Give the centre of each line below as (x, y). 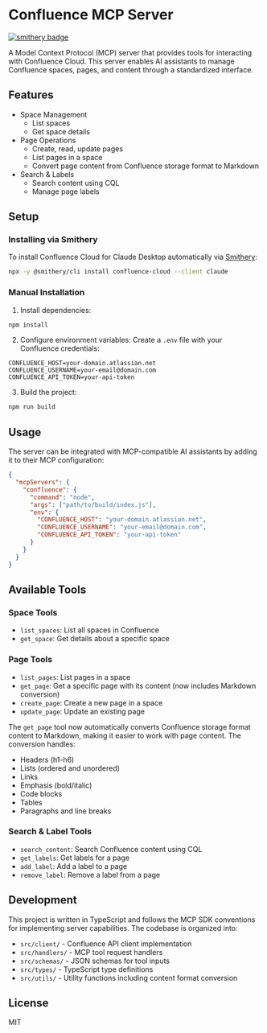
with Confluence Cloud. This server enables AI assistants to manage (121, 61)
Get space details (61, 131)
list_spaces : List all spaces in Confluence (89, 630)
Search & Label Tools (50, 832)
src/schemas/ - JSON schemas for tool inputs (95, 961)
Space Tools (33, 612)
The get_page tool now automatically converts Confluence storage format (129, 726)
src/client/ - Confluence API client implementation (106, 944)
